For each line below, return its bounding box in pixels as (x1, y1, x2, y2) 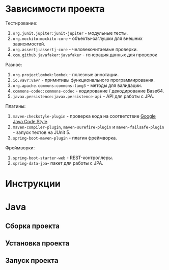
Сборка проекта (5, 221, 60, 230)
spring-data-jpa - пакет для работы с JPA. (12, 160, 103, 166)
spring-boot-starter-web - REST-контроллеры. (12, 154, 114, 161)
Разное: (5, 61, 22, 67)
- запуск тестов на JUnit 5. (12, 129, 70, 136)
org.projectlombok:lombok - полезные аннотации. (12, 71, 119, 77)
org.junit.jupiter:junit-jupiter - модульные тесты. (12, 30, 128, 36)
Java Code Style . (12, 118, 49, 124)
